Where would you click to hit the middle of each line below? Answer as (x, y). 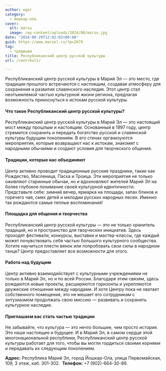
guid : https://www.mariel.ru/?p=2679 (44, 42)
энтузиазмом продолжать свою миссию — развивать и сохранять (76, 300)
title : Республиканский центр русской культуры (55, 56)
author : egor (19, 10)
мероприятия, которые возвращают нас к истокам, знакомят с (72, 143)
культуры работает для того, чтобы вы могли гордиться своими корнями (83, 343)
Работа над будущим (28, 263)
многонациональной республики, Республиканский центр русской (76, 338)
